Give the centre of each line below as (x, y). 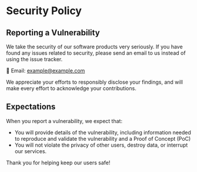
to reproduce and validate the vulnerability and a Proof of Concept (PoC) (103, 138)
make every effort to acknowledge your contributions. (71, 88)
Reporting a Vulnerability (53, 33)
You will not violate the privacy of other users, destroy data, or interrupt (101, 145)
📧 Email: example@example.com (46, 71)
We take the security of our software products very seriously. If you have (95, 47)
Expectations (31, 107)
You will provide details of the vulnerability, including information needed (103, 132)
